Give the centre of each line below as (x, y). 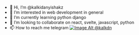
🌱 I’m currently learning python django (48, 17)
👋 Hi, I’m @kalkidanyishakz (37, 7)
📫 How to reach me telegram (39, 28)
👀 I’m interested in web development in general (56, 12)
